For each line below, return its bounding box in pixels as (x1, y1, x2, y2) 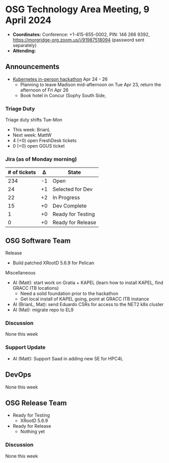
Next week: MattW (12, 132, 52, 138)
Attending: (12, 48, 36, 54)
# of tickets (8, 169, 36, 176)
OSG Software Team (5, 236, 71, 245)
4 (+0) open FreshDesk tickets (12, 137, 77, 144)
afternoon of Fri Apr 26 (20, 87, 69, 93)
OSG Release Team (5, 399, 67, 407)
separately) (12, 42, 37, 48)
